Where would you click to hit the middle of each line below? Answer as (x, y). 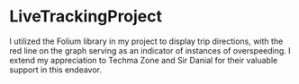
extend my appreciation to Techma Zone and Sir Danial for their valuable (144, 60)
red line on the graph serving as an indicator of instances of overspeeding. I (150, 50)
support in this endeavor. (55, 70)
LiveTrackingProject (86, 17)
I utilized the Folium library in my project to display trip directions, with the (146, 41)
